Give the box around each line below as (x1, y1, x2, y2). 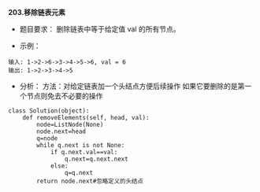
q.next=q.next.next (64, 155, 128, 163)
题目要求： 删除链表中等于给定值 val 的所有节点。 (19, 24, 180, 34)
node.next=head (36, 127, 87, 135)
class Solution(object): (8, 107, 90, 115)
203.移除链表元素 (8, 8, 65, 17)
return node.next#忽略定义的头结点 (36, 177, 144, 185)
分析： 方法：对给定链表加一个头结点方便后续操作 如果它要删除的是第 (19, 82, 245, 90)
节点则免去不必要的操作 (26, 91, 103, 101)
